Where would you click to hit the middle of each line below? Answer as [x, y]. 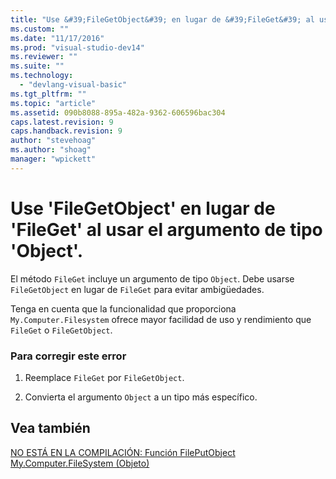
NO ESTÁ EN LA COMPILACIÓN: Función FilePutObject [123, 452]
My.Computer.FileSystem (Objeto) [80, 463]
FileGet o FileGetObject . [61, 330]
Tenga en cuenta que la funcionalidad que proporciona [123, 308]
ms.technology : [42, 76]
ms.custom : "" [40, 29]
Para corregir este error [68, 356]
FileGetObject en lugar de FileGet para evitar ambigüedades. [137, 289]
